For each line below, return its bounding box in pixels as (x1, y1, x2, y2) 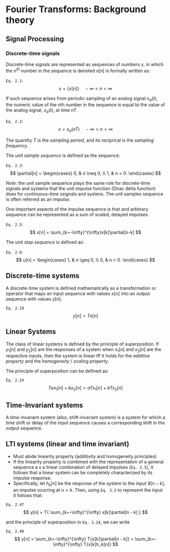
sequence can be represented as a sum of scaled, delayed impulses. (6, 211, 149, 217)
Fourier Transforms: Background (6, 4, 146, 15)
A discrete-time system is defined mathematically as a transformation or (6, 285, 156, 291)
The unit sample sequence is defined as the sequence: (6, 152, 120, 158)
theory (6, 14, 35, 26)
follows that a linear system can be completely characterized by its (13, 469, 153, 475)
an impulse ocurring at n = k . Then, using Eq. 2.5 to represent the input (13, 486, 163, 493)
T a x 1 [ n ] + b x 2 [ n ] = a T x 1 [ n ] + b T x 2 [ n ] (48, 385, 123, 392)
